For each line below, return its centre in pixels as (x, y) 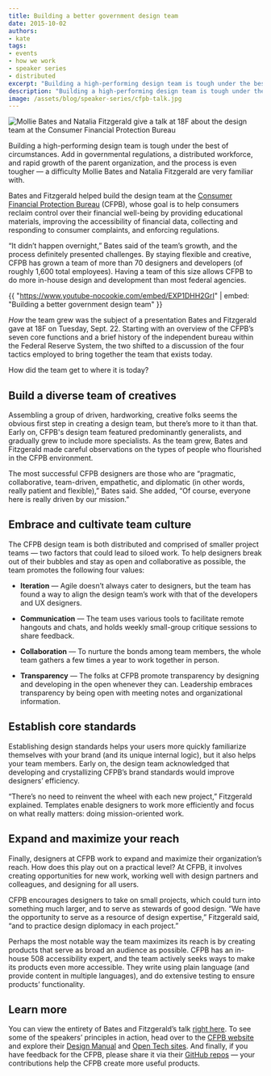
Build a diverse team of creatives (93, 396)
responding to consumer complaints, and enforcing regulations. (114, 230)
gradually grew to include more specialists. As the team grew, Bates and (128, 441)
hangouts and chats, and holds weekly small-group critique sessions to (138, 627)
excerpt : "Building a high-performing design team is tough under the (129, 83)
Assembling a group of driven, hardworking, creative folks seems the (123, 415)
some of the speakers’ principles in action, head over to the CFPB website (131, 1038)
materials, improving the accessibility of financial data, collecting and (123, 222)
